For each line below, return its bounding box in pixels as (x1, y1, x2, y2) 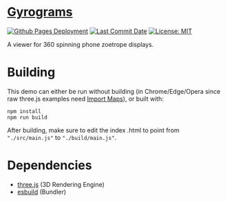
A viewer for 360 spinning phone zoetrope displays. (7, 40, 154, 48)
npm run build (7, 114, 48, 121)
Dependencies (7, 158, 92, 173)
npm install (7, 108, 41, 114)
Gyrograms (7, 4, 73, 20)
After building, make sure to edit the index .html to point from (7, 125, 180, 134)
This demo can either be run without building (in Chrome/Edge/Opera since (7, 87, 221, 95)
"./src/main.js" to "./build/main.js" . (7, 133, 117, 141)
